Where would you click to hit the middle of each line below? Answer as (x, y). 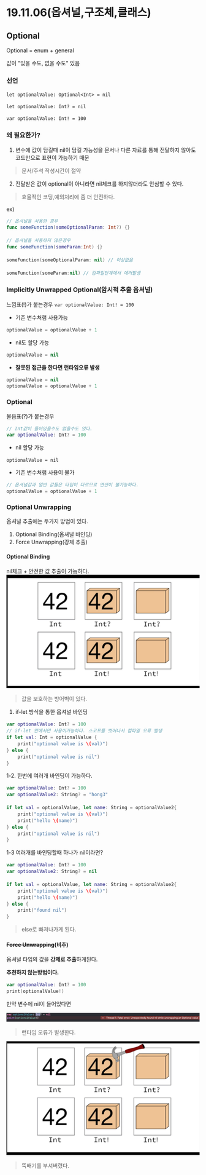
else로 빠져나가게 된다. (49, 930)
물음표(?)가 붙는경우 (30, 416)
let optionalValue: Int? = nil (46, 107)
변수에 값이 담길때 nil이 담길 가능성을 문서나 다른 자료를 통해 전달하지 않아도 (105, 150)
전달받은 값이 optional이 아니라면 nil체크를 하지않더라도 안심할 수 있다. (99, 184)
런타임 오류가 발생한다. (48, 1032)
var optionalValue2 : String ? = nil (52, 872)
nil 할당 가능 (30, 448)
